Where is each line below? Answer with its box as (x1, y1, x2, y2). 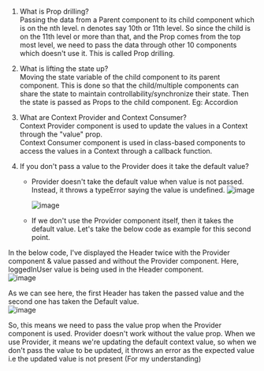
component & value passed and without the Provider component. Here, (8, 257, 239, 265)
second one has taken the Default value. (8, 297, 139, 306)
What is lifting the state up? (19, 64, 109, 73)
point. (31, 233, 50, 242)
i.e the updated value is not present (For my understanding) (8, 354, 202, 363)
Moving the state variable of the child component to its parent (19, 73, 221, 81)
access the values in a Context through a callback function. (19, 146, 213, 156)
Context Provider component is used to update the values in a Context (19, 122, 248, 130)
